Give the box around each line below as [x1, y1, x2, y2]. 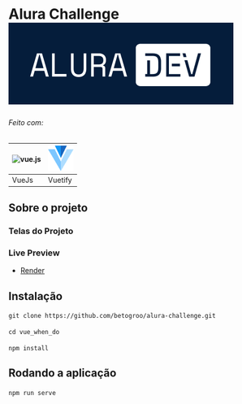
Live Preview [8, 247, 60, 258]
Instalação [8, 289, 63, 303]
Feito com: [8, 117, 44, 127]
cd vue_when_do [8, 328, 60, 337]
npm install [8, 345, 49, 353]
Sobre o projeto [8, 201, 88, 215]
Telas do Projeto [8, 225, 74, 237]
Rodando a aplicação [8, 367, 117, 380]
